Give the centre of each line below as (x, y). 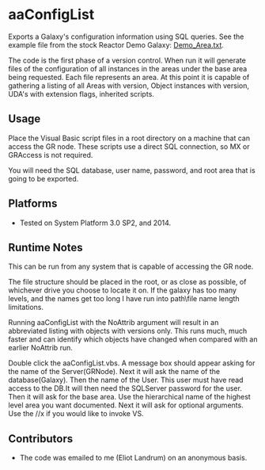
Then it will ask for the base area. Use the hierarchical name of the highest (129, 397)
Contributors (41, 439)
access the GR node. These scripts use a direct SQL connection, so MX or (129, 146)
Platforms (33, 204)
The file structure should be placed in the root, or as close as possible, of (127, 282)
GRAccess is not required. (51, 155)
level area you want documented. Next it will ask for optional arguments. (126, 405)
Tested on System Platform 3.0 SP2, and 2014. (95, 223)
